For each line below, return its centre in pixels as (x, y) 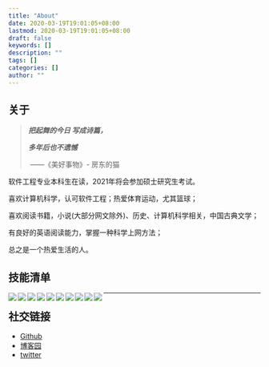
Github (31, 337)
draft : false (30, 38)
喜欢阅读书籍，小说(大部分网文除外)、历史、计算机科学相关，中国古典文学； (134, 216)
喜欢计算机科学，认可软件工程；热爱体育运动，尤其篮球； (103, 199)
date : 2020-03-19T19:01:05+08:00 (64, 23)
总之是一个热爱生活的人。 (50, 250)
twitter (30, 355)
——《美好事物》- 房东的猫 (75, 164)
